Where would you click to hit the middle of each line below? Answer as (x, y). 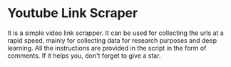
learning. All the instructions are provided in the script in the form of (107, 48)
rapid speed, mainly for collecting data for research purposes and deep (112, 40)
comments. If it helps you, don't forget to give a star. (84, 56)
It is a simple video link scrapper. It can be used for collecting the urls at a (116, 33)
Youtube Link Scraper (73, 13)
